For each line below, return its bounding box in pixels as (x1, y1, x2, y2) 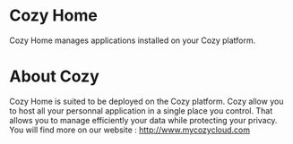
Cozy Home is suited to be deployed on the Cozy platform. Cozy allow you (9, 96, 284, 106)
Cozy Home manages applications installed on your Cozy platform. (9, 35, 256, 46)
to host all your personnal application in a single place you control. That (9, 105, 273, 116)
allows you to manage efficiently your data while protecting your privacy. (9, 114, 278, 125)
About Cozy (9, 66, 100, 87)
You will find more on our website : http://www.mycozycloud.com (9, 124, 251, 135)
